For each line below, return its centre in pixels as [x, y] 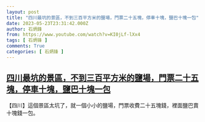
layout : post [23, 12]
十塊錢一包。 [22, 113]
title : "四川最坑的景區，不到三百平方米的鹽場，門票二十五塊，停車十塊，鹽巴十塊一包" [103, 18]
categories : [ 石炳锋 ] [35, 52]
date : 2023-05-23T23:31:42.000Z [47, 23]
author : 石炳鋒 [24, 29]
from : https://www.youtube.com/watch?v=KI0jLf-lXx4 [73, 35]
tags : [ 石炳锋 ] [27, 40]
